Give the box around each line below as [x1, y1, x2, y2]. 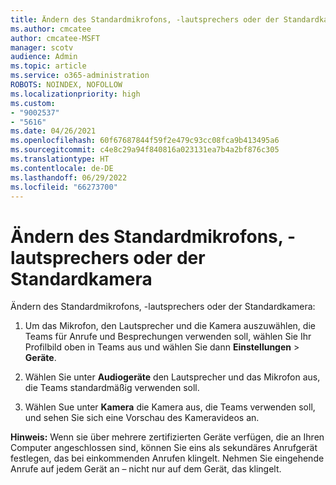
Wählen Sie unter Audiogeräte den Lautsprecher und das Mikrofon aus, [24, 371, 321, 383]
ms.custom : [10, 98, 56, 108]
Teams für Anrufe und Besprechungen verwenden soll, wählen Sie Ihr [24, 331, 312, 343]
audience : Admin [10, 52, 78, 62]
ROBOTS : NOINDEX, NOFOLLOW [10, 80, 123, 90]
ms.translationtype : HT [10, 154, 110, 164]
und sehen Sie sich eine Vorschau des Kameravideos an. [24, 412, 260, 424]
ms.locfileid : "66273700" [10, 182, 118, 192]
